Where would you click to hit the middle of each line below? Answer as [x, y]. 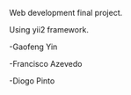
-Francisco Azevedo [46, 64]
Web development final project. [66, 13]
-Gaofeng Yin [33, 47]
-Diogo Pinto [32, 81]
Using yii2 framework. [49, 29]
